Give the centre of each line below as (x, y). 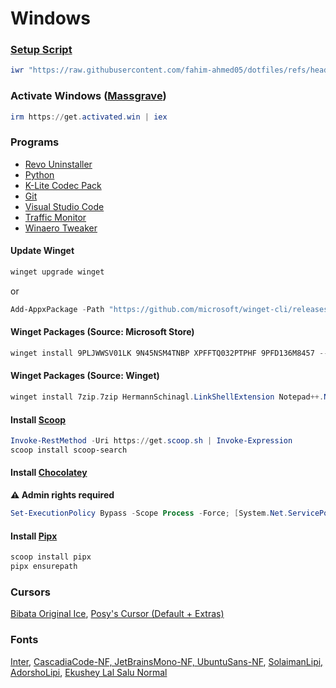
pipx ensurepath (44, 567)
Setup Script (41, 50)
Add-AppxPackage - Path (57, 309)
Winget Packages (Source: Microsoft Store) (102, 332)
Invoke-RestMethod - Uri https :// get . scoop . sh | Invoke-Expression (151, 441)
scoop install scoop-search (69, 450)
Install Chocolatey (49, 473)
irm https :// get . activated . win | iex (89, 117)
